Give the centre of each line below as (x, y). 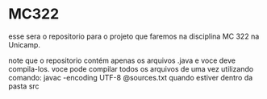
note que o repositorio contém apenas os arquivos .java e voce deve (122, 60)
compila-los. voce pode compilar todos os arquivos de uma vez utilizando (131, 68)
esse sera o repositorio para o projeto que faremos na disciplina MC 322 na (134, 36)
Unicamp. (24, 44)
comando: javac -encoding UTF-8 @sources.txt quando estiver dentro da (131, 77)
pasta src (24, 86)
